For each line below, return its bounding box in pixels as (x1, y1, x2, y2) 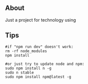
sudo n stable (5, 70, 34, 75)
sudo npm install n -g (5, 66, 52, 71)
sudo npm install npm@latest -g (5, 74, 71, 79)
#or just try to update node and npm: (5, 61, 85, 66)
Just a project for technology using (5, 17, 76, 23)
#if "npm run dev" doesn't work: (5, 44, 74, 49)
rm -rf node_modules (5, 49, 48, 54)
